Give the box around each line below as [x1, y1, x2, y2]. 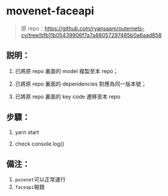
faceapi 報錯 [14, 183, 45, 191]
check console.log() [14, 140, 65, 147]
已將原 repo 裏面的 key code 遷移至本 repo [14, 93, 121, 100]
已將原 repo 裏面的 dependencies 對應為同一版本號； [14, 80, 147, 88]
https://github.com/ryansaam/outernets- [44, 25, 145, 32]
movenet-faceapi [6, 4, 94, 18]
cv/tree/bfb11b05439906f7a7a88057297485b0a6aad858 [20, 31, 162, 38]
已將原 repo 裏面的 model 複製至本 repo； [14, 67, 119, 74]
